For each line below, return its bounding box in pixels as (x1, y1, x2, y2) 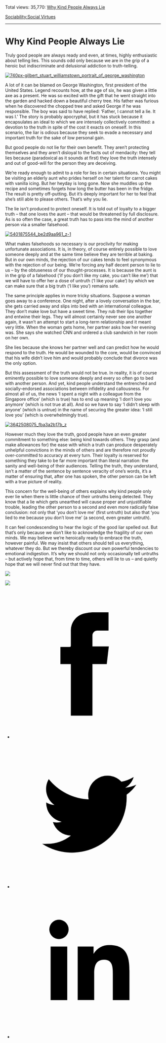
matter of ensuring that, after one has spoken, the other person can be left (5, 473, 157, 479)
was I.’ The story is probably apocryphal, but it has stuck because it (5, 114, 143, 120)
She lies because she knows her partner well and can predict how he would (5, 344, 159, 350)
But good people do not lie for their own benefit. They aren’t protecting (5, 144, 149, 150)
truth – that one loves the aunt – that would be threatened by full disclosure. (5, 211, 159, 217)
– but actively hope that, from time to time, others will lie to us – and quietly (5, 556, 158, 562)
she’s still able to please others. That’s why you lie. (5, 196, 108, 202)
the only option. (5, 360, 37, 366)
